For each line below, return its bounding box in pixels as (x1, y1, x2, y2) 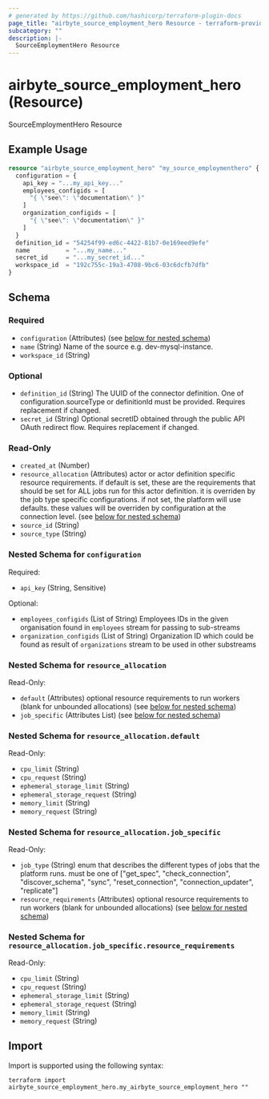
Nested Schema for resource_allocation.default (8, 730, 200, 741)
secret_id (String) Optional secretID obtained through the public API (19, 414, 246, 424)
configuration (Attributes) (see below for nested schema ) (19, 333, 211, 343)
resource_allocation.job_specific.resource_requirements (8, 942, 235, 951)
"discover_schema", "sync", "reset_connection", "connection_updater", (19, 878, 254, 887)
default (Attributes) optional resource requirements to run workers (19, 693, 240, 703)
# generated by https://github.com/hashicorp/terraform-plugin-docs (8, 11, 242, 20)
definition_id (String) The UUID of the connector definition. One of (19, 388, 244, 398)
